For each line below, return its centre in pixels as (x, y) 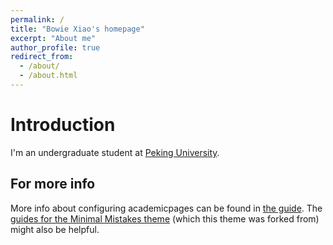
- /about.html (48, 76)
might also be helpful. (55, 229)
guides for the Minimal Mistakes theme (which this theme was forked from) (165, 218)
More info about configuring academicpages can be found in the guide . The (166, 208)
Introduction (63, 125)
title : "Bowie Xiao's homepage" (77, 29)
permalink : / (37, 19)
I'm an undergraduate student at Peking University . (115, 152)
